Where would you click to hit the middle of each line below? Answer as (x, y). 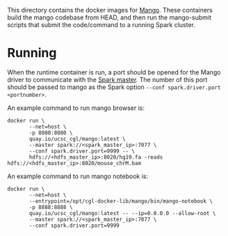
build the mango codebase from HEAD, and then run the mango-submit (109, 17)
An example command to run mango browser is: (76, 108)
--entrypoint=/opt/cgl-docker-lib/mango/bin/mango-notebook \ (121, 201)
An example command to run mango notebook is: (78, 176)
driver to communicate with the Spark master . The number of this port (107, 79)
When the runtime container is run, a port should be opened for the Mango (114, 72)
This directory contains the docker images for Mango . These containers (110, 10)
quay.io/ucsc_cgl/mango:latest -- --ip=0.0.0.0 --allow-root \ (122, 213)
